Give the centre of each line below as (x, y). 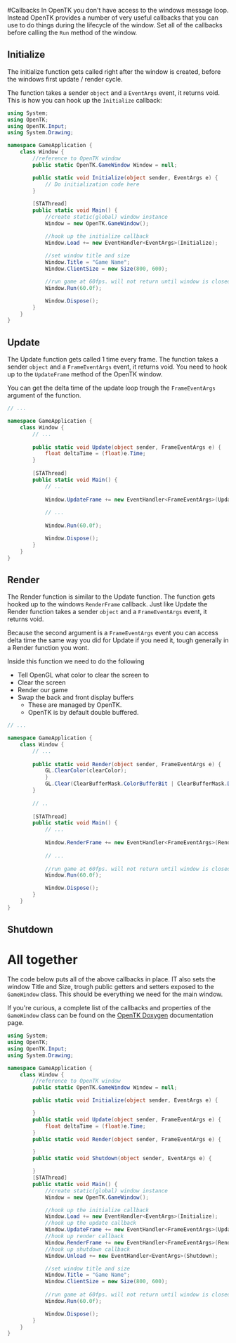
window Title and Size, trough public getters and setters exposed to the (111, 987)
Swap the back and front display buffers (76, 698)
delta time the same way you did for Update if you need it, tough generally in (118, 640)
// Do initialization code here (92, 184)
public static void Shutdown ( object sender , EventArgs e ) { (122, 1159)
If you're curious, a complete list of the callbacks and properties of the (109, 1008)
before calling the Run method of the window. (72, 32)
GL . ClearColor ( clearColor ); (86, 771)
